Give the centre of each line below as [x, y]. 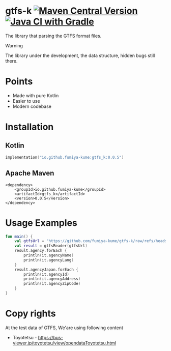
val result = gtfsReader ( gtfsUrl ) [51, 246]
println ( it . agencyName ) [49, 255]
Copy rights [31, 314]
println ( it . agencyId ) [47, 274]
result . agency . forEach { [41, 251]
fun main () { [19, 237]
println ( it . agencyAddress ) [52, 279]
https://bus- [51, 337]
